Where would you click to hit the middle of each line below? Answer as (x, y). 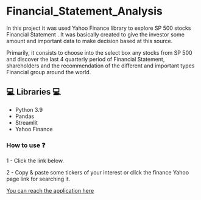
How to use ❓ (26, 145)
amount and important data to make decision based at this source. (90, 41)
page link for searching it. (38, 179)
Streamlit (26, 122)
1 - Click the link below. (35, 161)
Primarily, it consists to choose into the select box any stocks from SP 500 (100, 52)
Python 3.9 (29, 109)
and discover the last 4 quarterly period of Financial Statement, (86, 59)
